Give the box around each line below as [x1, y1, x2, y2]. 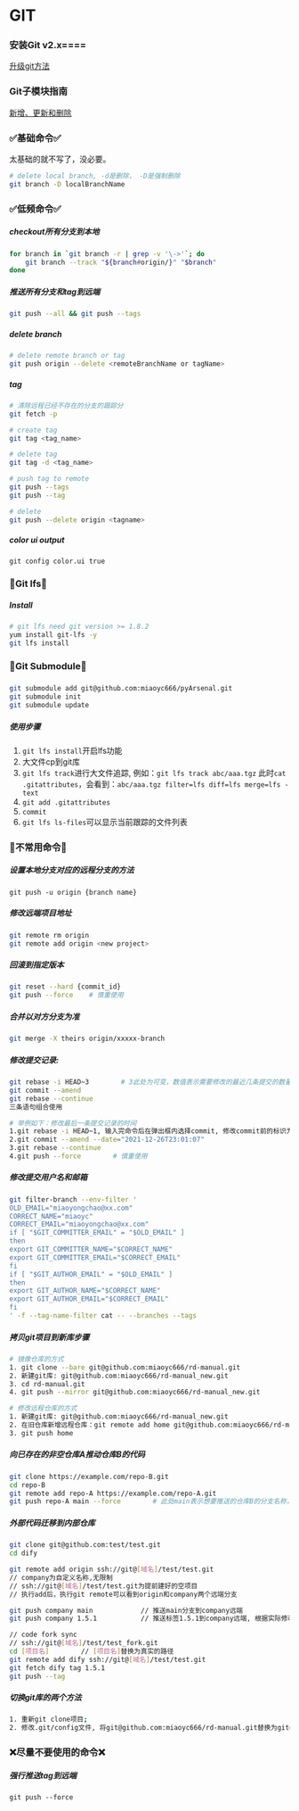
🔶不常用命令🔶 [9, 840, 68, 853]
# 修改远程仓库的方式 [9, 1404, 77, 1413]
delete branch [9, 328, 62, 339]
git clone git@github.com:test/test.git [9, 1541, 162, 1550]
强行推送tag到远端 [9, 1770, 77, 1781]
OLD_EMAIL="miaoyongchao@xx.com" [9, 1203, 133, 1212]
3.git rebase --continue [9, 1144, 101, 1153]
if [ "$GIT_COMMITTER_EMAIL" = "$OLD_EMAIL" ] [9, 1228, 185, 1237]
